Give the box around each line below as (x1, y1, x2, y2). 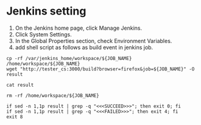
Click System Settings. (15, 30, 72, 38)
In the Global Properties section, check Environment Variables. (15, 37, 172, 44)
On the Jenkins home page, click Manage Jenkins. (15, 24, 143, 32)
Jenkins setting (6, 4, 86, 18)
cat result (6, 82, 34, 88)
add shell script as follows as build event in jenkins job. (15, 44, 153, 51)
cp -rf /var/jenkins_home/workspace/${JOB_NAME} (6, 55, 132, 61)
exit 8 (6, 113, 23, 120)
